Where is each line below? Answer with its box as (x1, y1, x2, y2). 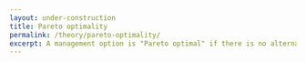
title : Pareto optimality (9, 22, 107, 31)
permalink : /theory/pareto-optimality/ (9, 30, 161, 39)
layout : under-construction (9, 13, 117, 23)
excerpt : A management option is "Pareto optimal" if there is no (9, 38, 267, 48)
